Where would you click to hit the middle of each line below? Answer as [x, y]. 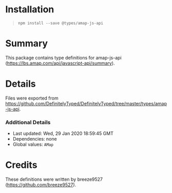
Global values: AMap [33, 144]
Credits [21, 165]
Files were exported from [32, 98]
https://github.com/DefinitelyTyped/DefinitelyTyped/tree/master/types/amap [86, 103]
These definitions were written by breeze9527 [54, 179]
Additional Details [28, 122]
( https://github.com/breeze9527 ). [41, 185]
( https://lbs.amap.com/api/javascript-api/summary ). [60, 63]
